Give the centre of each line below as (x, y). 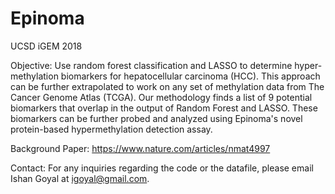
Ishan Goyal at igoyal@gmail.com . (80, 178)
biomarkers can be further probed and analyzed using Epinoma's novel (156, 118)
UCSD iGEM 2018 (46, 46)
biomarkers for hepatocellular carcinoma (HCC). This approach (190, 76)
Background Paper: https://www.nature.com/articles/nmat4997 (140, 148)
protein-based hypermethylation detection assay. (111, 129)
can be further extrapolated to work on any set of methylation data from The (167, 86)
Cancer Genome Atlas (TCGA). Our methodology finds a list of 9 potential (161, 97)
